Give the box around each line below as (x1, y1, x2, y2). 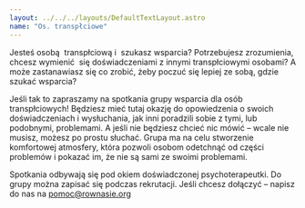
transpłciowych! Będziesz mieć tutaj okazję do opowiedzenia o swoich (9, 103, 274, 114)
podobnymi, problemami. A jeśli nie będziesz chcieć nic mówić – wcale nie (9, 122, 290, 133)
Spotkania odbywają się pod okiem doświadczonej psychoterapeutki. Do (9, 169, 282, 180)
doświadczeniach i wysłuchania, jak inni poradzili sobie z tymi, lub (9, 113, 258, 124)
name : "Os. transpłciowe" (9, 22, 107, 31)
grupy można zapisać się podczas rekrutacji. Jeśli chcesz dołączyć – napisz (9, 178, 296, 189)
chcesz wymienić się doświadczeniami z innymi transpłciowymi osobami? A (9, 56, 297, 67)
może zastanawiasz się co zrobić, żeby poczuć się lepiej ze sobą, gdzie (9, 65, 280, 77)
